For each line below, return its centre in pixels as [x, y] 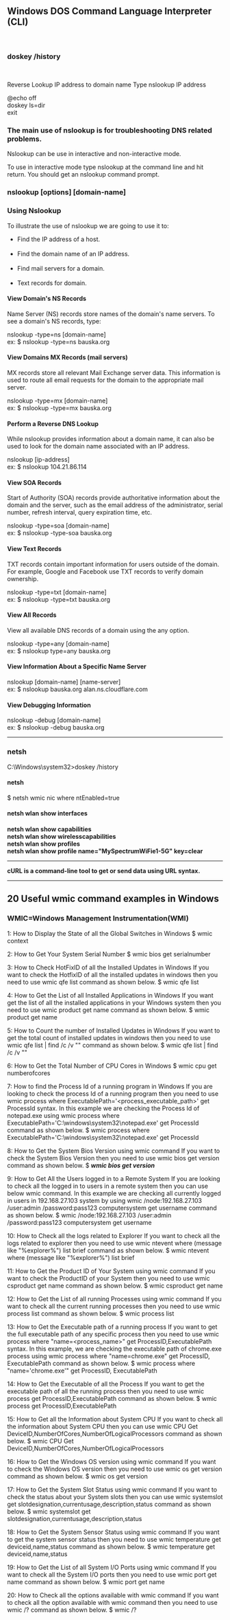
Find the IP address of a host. [59, 239]
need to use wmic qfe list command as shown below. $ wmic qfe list [103, 982]
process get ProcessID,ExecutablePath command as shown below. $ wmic [112, 1398]
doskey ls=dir [26, 105]
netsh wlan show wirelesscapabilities [62, 836]
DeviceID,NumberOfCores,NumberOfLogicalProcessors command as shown [115, 1433]
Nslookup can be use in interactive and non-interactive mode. [94, 154]
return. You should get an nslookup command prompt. [83, 175]
